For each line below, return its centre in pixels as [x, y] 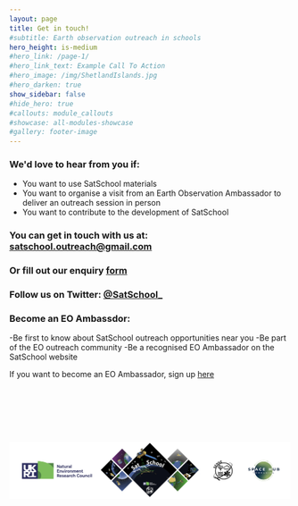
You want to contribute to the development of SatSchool [125, 212]
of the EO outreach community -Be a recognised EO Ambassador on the [142, 348]
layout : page [33, 19]
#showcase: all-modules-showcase [71, 122]
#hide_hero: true [41, 104]
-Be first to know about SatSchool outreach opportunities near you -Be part [148, 338]
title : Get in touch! [50, 28]
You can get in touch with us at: [79, 235]
